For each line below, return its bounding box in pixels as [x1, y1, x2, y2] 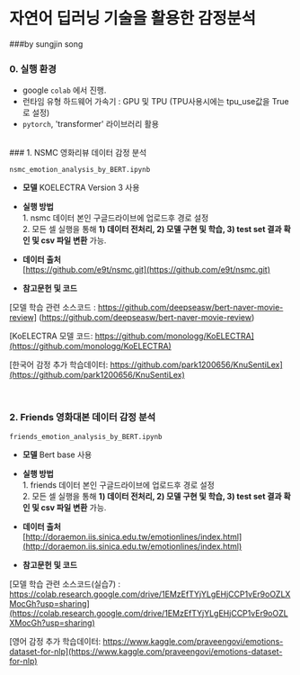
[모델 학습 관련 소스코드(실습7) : [9, 578, 121, 589]
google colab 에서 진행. [22, 85, 107, 95]
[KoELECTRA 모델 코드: [9, 330, 93, 342]
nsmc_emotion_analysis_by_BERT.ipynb [9, 166, 151, 175]
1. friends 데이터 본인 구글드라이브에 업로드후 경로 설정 [22, 479, 216, 490]
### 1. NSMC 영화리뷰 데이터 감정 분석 [9, 148, 147, 158]
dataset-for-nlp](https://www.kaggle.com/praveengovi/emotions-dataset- [9, 645, 283, 657]
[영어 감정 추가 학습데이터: [9, 635, 101, 646]
